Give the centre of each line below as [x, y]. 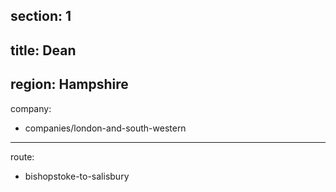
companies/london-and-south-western [105, 128]
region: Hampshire [69, 84]
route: [22, 156]
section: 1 [41, 16]
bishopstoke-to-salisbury [77, 176]
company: [31, 108]
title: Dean [43, 50]
